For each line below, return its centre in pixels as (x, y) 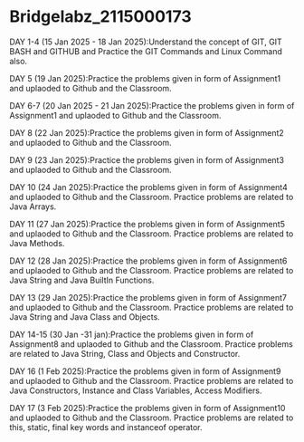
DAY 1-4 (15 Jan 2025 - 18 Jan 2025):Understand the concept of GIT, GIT (146, 42)
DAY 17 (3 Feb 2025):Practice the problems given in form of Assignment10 (147, 408)
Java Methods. (37, 243)
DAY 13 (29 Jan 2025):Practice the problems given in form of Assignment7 (148, 297)
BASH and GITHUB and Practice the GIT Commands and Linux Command (146, 51)
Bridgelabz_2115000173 (100, 17)
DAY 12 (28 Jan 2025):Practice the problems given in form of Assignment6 (148, 261)
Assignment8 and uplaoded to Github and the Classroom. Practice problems (152, 344)
